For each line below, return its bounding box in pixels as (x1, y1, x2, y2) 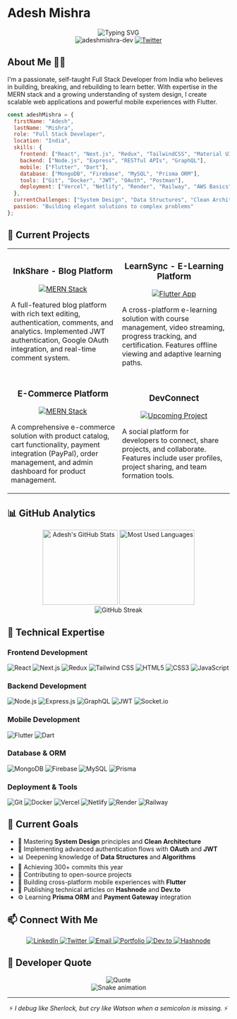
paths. (122, 358, 143, 368)
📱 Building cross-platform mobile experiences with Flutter (17, 877, 186, 886)
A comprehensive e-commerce (11, 422, 115, 432)
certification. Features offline (122, 340, 217, 350)
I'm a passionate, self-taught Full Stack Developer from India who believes (7, 75, 224, 83)
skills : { (13, 144, 42, 151)
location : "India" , (13, 138, 71, 145)
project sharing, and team (122, 462, 207, 472)
